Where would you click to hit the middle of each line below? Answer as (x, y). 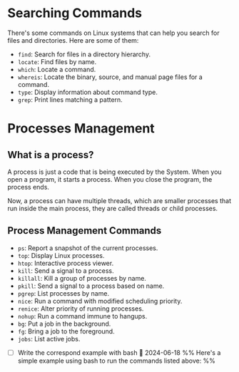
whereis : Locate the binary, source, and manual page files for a (110, 77)
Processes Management (81, 129)
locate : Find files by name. (57, 61)
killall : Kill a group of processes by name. (82, 278)
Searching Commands (75, 13)
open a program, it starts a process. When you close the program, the (110, 179)
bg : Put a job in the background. (64, 324)
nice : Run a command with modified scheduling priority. (100, 301)
